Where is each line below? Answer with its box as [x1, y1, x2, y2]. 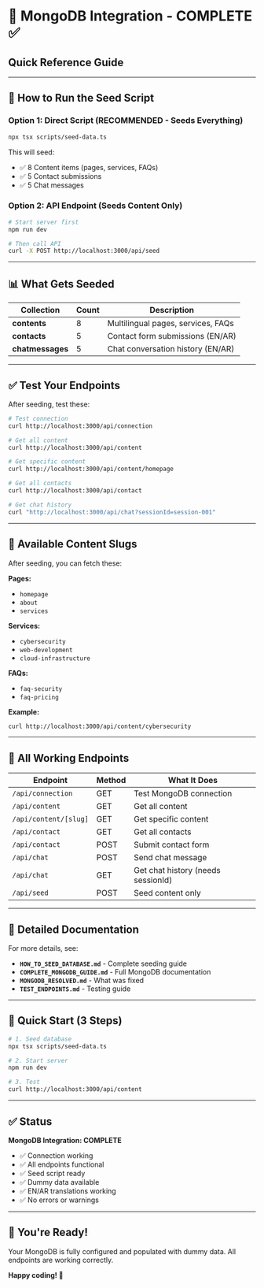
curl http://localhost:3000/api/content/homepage [8, 465, 174, 473]
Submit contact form [133, 839, 210, 850]
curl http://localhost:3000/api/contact [8, 487, 143, 495]
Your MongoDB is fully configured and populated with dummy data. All [8, 1246, 236, 1256]
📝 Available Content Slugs [8, 537, 137, 551]
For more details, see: [8, 944, 79, 953]
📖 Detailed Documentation [8, 922, 140, 936]
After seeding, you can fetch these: [8, 559, 123, 568]
